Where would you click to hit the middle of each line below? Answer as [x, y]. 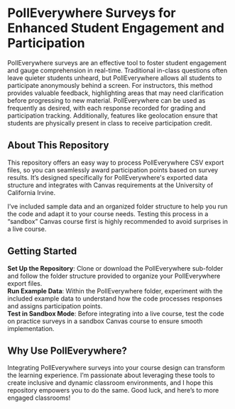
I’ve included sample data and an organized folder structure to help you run [117, 206]
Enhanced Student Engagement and [116, 28]
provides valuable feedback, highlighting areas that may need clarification [115, 93]
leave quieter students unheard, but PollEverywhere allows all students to [115, 78]
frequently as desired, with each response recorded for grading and [106, 108]
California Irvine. [31, 192]
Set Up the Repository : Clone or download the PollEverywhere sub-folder [115, 268]
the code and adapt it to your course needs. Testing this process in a [108, 213]
